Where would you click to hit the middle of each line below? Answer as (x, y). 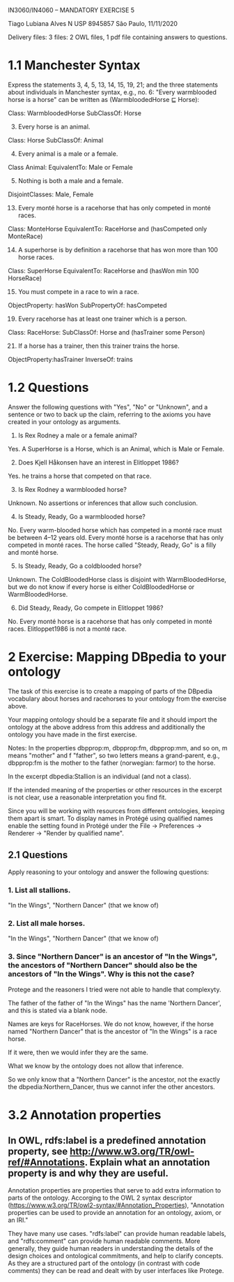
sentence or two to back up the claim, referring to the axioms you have (110, 414)
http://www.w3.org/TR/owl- (132, 1152)
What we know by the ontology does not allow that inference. (96, 1065)
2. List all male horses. (47, 923)
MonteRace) (25, 236)
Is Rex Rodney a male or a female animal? (78, 435)
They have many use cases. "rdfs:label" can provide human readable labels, (117, 1233)
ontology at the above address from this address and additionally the (107, 727)
